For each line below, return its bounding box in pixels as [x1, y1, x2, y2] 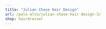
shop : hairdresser [5, 16, 43, 21]
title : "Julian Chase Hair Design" [5, 7, 79, 12]
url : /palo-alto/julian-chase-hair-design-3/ [5, 12, 101, 17]
